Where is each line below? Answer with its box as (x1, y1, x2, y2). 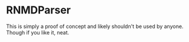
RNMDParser (6, 3, 71, 17)
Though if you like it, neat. (6, 29, 69, 36)
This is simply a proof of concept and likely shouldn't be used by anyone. (6, 23, 184, 30)
